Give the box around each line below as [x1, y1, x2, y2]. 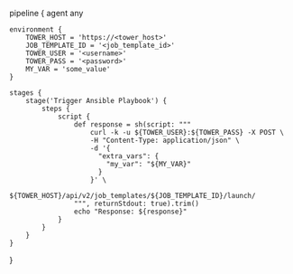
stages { [9, 89, 42, 98]
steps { [41, 104, 70, 113]
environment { [9, 25, 63, 34]
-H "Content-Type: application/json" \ [89, 136, 241, 145]
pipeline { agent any [9, 8, 84, 18]
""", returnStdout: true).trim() [73, 199, 200, 208]
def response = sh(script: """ [73, 120, 192, 129]
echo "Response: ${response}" [73, 207, 188, 216]
